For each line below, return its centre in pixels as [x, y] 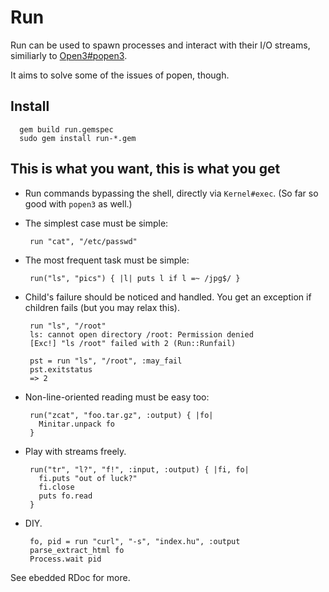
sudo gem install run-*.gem [78, 138]
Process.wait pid [65, 559]
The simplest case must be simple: [96, 223]
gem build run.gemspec [66, 129]
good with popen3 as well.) [78, 203]
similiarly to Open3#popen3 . [69, 55]
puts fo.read [65, 496]
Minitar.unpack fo [76, 424]
